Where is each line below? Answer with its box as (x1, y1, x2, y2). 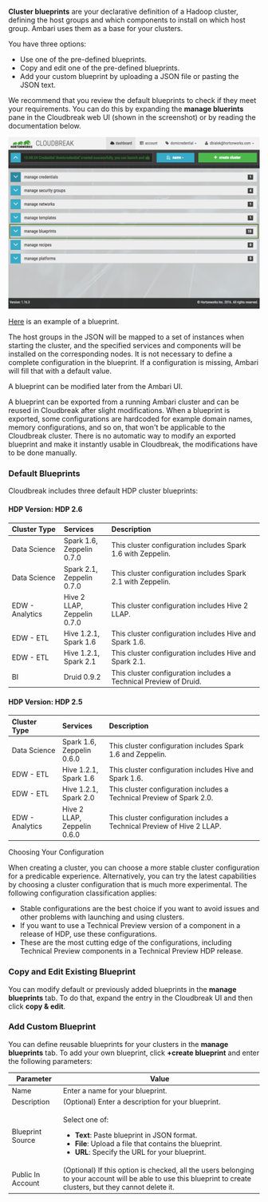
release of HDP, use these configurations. (19, 930, 157, 939)
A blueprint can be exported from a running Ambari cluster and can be (8, 397, 239, 407)
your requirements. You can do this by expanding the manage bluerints (8, 104, 244, 113)
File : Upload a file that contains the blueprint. (74, 1139, 223, 1148)
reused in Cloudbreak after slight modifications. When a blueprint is (8, 406, 231, 415)
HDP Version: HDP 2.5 (8, 696, 83, 706)
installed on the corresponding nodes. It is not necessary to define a (8, 349, 233, 359)
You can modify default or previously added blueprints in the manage (8, 984, 237, 994)
